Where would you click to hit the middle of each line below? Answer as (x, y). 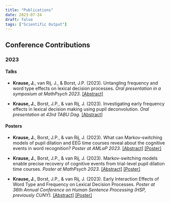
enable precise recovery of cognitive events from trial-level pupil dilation (89, 163)
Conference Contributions (48, 45)
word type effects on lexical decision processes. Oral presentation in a (87, 88)
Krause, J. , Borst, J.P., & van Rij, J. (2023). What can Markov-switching (88, 137)
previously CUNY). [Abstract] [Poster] (52, 195)
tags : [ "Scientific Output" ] (36, 24)
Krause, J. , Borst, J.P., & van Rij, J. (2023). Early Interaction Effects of (86, 179)
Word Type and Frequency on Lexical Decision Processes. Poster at (84, 184)
